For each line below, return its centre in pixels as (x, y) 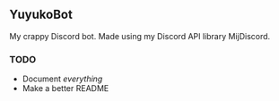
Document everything (62, 79)
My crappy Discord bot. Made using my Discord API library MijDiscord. (140, 36)
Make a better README (65, 88)
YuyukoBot (41, 15)
